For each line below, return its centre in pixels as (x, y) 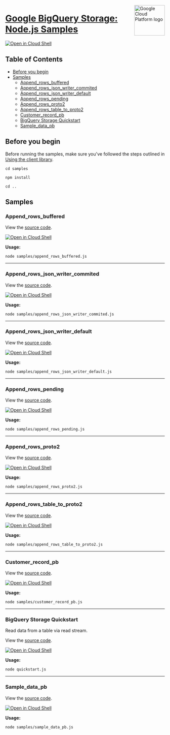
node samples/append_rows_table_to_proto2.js (54, 544)
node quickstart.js (26, 669)
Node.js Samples (42, 29)
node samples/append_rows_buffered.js (46, 257)
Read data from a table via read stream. (46, 631)
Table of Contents (34, 59)
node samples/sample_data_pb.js (39, 727)
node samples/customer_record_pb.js (44, 602)
